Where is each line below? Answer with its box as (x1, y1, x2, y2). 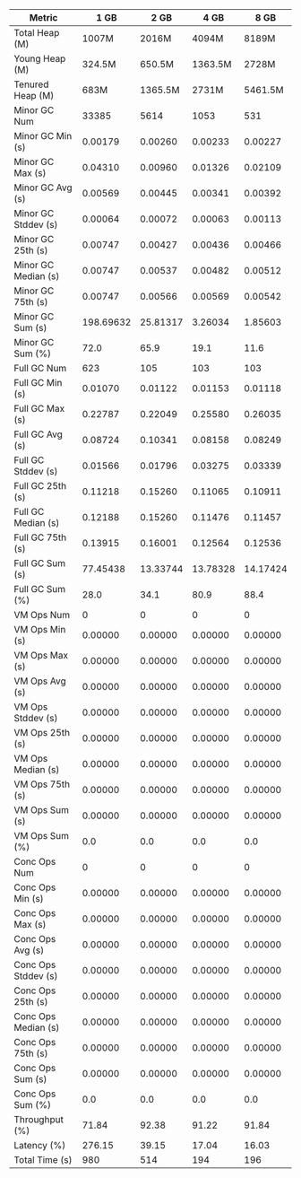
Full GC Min (13, 377, 63, 388)
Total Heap (13, 27, 60, 39)
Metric (29, 12, 58, 23)
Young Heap (13, 53, 66, 65)
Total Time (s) (13, 1154, 73, 1165)
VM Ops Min (13, 624, 66, 635)
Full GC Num (13, 362, 67, 374)
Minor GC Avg (13, 181, 73, 194)
